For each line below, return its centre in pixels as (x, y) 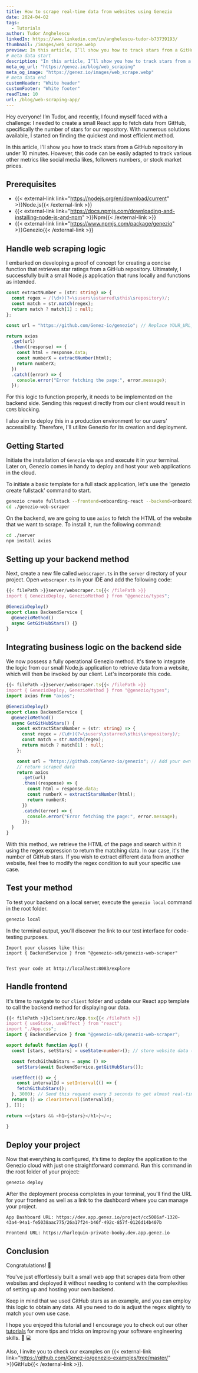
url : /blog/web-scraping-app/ (43, 99)
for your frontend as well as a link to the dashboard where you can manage (97, 1200)
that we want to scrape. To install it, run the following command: (84, 524)
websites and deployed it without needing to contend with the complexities (97, 1283)
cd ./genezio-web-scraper (38, 507)
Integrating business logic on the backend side (94, 647)
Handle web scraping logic (56, 248)
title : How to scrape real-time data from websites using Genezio (89, 12)
